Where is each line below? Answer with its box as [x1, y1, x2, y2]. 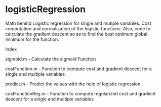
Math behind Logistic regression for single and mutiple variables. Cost [5, 20, 151, 26]
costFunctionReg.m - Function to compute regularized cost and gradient [5, 90, 156, 96]
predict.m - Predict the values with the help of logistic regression [5, 81, 141, 87]
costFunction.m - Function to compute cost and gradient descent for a [5, 66, 152, 72]
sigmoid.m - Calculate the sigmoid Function [5, 56, 96, 62]
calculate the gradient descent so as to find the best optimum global [5, 31, 148, 37]
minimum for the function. [5, 36, 59, 42]
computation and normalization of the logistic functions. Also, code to [5, 25, 151, 31]
